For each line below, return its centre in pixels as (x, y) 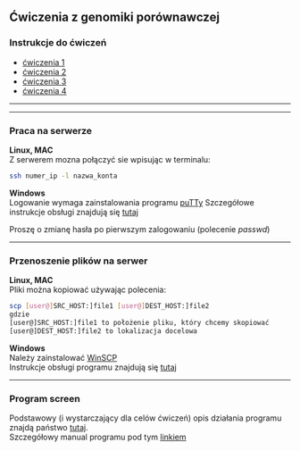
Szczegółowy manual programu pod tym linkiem (98, 437)
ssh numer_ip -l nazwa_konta (63, 176)
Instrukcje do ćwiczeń (58, 43)
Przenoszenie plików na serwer (79, 261)
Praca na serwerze (50, 130)
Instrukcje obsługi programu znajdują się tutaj (93, 367)
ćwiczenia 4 (44, 90)
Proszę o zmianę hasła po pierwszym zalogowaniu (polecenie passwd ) (140, 229)
